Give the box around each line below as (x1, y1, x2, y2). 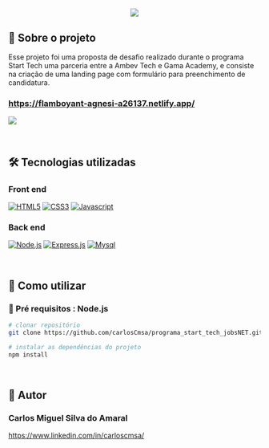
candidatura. (8, 78, 50, 88)
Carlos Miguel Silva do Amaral (8, 412, 128, 423)
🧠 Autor (8, 388, 47, 401)
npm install (8, 350, 48, 359)
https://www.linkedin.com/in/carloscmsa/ (8, 430, 145, 441)
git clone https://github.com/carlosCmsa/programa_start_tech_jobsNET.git (8, 328, 263, 336)
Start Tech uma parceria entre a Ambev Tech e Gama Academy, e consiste (8, 61, 255, 70)
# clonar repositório (8, 321, 81, 329)
